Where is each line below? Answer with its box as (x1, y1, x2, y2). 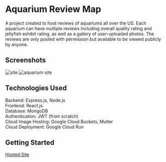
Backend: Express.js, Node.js (5, 97, 66, 103)
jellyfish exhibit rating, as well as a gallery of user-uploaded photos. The (5, 31, 154, 37)
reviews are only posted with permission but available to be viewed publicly (5, 36, 161, 42)
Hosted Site (5, 151, 30, 157)
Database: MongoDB (5, 108, 49, 114)
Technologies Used (5, 84, 67, 92)
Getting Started (5, 138, 55, 146)
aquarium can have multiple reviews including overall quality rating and (5, 25, 152, 31)
